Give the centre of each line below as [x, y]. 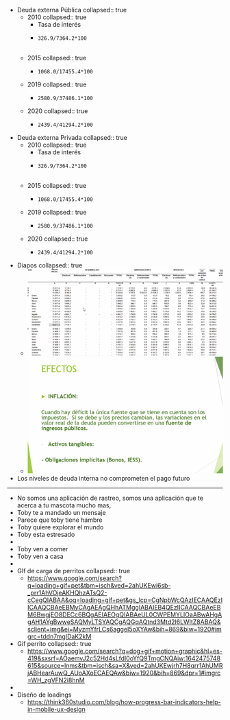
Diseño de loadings [44, 695]
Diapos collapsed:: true [50, 265]
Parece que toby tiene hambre [60, 520]
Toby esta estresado [46, 534]
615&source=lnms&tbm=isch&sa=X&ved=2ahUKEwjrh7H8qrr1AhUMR [125, 665]
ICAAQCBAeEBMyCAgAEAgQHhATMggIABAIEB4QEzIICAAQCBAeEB [124, 607]
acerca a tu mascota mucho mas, [64, 505]
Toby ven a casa [40, 556]
